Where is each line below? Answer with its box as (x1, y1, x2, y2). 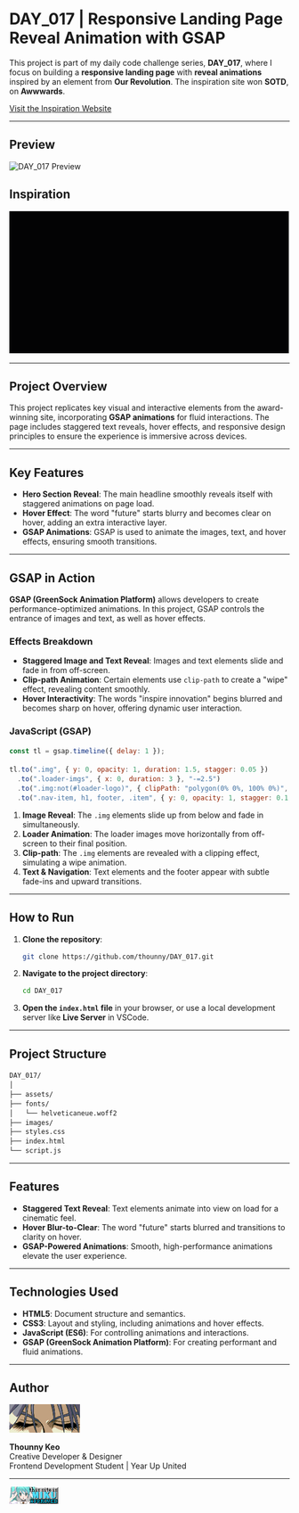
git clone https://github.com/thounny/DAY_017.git (21, 952, 214, 961)
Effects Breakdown (9, 635, 93, 647)
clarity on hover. (21, 1231, 82, 1242)
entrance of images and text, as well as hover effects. (9, 613, 206, 623)
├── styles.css (9, 1128, 66, 1137)
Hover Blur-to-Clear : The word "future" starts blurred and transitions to (21, 1221, 286, 1232)
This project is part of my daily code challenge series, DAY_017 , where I (9, 57, 273, 68)
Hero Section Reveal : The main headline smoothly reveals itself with (21, 489, 273, 499)
